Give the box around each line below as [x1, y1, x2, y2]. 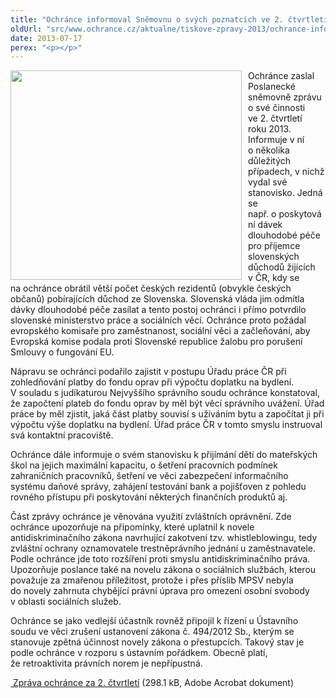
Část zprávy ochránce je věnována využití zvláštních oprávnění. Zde [10, 511, 292, 523]
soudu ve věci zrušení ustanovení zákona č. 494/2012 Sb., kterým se [10, 626, 295, 638]
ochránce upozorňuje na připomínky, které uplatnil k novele [10, 521, 255, 533]
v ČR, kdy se [248, 272, 300, 284]
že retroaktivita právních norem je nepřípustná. [10, 657, 203, 670]
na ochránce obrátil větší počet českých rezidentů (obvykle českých [10, 282, 292, 295]
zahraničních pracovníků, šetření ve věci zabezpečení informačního [10, 470, 289, 482]
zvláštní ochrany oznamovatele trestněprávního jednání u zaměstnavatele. [10, 542, 317, 555]
